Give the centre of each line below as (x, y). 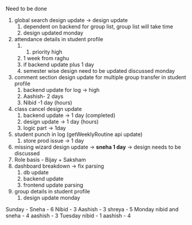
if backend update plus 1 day (59, 64)
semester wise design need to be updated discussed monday (99, 71)
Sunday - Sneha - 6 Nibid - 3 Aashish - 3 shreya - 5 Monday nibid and (92, 209)
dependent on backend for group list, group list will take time (98, 27)
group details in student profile (52, 191)
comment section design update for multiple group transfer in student (100, 77)
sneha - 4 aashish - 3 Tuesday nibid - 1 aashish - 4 (68, 215)
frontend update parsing (53, 185)
